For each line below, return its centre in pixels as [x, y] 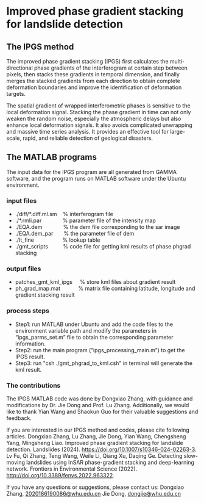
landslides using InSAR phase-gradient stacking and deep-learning [111, 462]
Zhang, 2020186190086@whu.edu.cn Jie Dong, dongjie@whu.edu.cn [94, 494]
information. [30, 344]
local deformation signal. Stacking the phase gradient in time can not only [99, 112]
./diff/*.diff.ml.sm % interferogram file [64, 214]
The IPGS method [40, 47]
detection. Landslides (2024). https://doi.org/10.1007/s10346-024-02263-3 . [101, 449]
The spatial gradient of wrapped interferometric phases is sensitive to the [98, 106]
